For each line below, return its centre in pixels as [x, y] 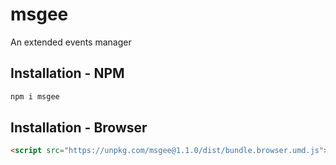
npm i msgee [35, 96]
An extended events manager [71, 42]
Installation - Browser [79, 128]
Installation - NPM [67, 73]
